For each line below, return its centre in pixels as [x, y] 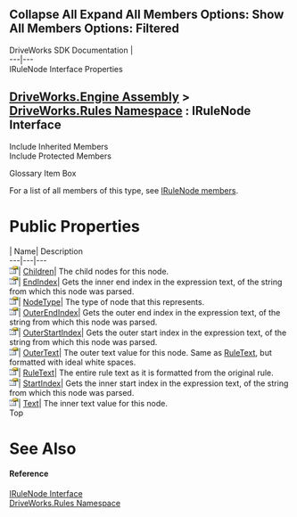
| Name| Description [46, 251]
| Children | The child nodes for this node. [94, 271]
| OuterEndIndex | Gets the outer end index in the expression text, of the [149, 312]
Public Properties [75, 226]
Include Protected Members [60, 156]
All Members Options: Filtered [95, 29]
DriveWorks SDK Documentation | [71, 50]
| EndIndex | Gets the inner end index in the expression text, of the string [150, 282]
